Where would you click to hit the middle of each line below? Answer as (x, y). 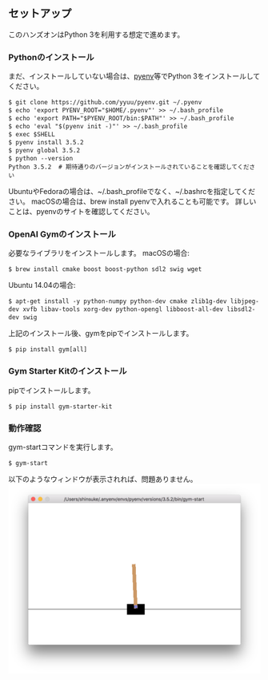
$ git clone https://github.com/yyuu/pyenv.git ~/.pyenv (105, 103)
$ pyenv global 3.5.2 (44, 151)
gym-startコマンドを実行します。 (63, 447)
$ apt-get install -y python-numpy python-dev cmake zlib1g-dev (118, 302)
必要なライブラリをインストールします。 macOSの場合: (99, 253)
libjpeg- (245, 302)
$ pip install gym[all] (48, 350)
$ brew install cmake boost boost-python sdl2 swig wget (105, 269)
